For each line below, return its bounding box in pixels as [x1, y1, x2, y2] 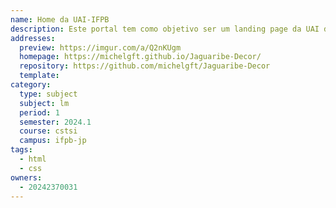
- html [19, 154, 47, 164]
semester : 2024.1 [19, 117, 92, 127]
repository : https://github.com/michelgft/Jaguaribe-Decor [19, 61, 271, 71]
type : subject [19, 89, 78, 99]
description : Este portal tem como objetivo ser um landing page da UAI [10, 24, 320, 34]
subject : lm [19, 98, 70, 108]
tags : [10, 145, 33, 155]
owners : [10, 172, 43, 183]
